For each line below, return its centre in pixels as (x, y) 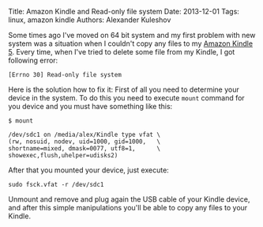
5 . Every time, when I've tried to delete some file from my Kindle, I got (122, 52)
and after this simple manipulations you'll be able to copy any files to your (128, 208)
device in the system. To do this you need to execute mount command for (126, 98)
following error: (33, 60)
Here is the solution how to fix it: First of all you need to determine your (124, 89)
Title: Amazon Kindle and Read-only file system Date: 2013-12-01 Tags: (124, 11)
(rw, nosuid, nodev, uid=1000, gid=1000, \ (84, 142)
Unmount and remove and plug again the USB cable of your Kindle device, (129, 199)
